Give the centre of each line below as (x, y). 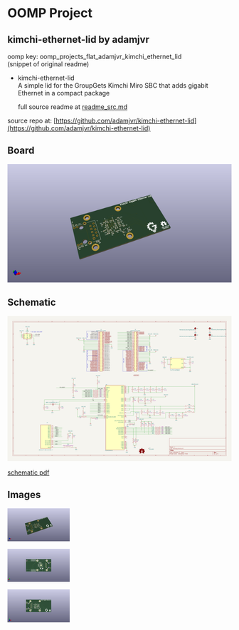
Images (24, 495)
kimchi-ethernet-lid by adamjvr (78, 40)
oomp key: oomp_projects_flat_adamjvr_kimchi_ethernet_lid (95, 56)
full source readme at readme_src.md (73, 107)
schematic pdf (28, 472)
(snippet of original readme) (48, 64)
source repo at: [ (32, 120)
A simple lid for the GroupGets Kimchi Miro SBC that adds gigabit (113, 86)
